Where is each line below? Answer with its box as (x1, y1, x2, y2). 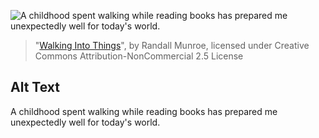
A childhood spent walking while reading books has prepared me (10, 105, 278, 117)
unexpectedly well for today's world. (10, 116, 161, 128)
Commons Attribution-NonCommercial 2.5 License (34, 50, 244, 62)
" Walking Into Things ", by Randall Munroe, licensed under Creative (34, 40, 310, 51)
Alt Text (10, 79, 60, 96)
